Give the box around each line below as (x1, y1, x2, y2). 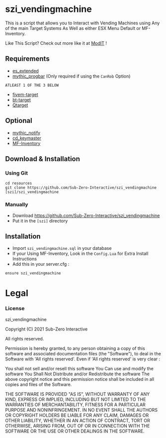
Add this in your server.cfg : (12, 261, 70, 267)
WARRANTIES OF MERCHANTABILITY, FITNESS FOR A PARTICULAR (5, 402, 146, 408)
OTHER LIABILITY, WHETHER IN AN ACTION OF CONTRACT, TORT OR (5, 417, 150, 424)
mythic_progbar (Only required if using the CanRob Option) (12, 73, 131, 79)
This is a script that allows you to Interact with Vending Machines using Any (5, 20, 160, 26)
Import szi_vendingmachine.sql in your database (12, 245, 112, 251)
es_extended (12, 68, 39, 74)
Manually (5, 201, 28, 208)
